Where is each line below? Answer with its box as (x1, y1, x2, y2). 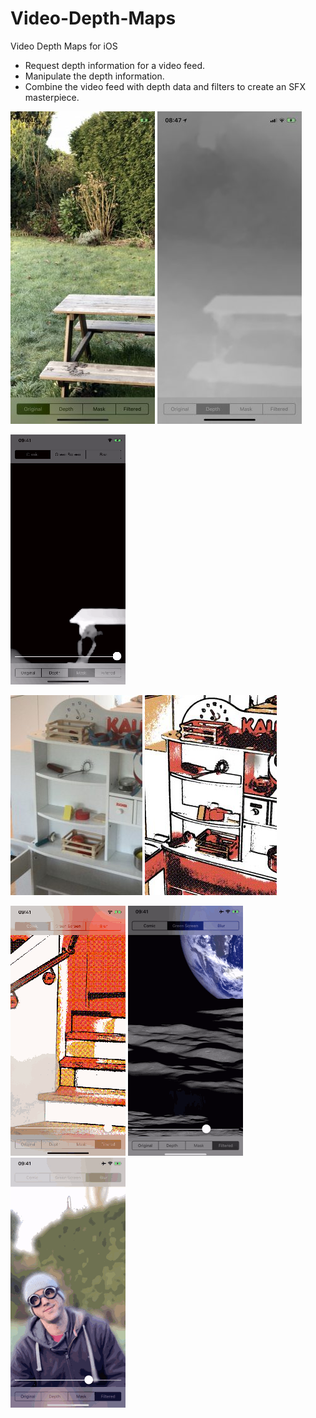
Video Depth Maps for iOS (10, 40, 118, 52)
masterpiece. (24, 91, 80, 103)
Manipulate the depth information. (24, 70, 165, 82)
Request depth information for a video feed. (24, 59, 206, 71)
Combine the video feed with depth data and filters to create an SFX (24, 80, 306, 92)
